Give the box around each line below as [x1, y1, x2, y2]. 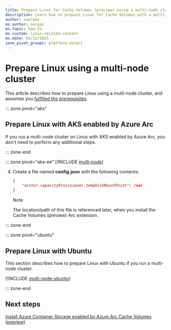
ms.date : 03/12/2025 [5, 36, 49, 41]
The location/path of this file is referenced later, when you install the [12, 207, 156, 213]
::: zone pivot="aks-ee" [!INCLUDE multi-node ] [5, 159, 103, 165]
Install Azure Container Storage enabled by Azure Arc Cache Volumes [5, 313, 152, 319]
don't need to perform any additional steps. [5, 139, 96, 145]
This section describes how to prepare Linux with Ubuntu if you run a [5, 260, 150, 266]
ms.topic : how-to [5, 26, 42, 32]
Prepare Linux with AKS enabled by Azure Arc [5, 120, 154, 129]
